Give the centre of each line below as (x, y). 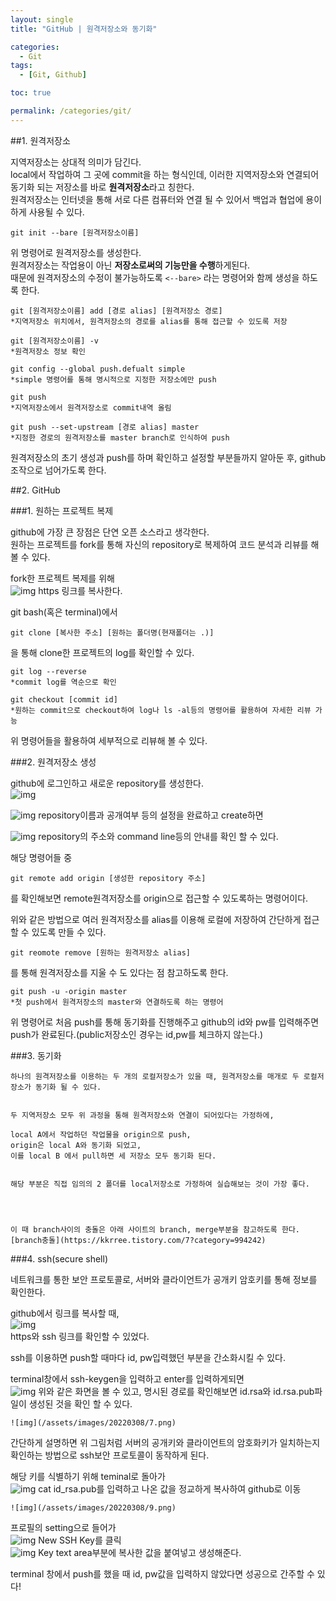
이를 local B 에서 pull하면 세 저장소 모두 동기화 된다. (113, 1156)
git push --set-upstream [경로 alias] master (105, 427)
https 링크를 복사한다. (80, 590)
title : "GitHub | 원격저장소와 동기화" (84, 29)
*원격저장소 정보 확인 (48, 351)
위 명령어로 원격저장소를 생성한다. (76, 252)
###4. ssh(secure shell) (59, 1258)
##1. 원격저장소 (40, 140)
